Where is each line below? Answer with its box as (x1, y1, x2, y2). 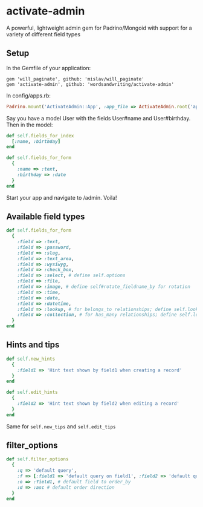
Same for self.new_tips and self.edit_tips (6, 422, 116, 430)
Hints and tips (6, 340, 60, 350)
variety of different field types (6, 30, 80, 38)
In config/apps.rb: (6, 92, 51, 99)
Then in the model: (6, 121, 53, 128)
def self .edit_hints (6, 389, 59, 396)
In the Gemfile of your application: (6, 64, 91, 71)
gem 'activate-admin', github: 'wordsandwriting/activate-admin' (6, 81, 174, 87)
